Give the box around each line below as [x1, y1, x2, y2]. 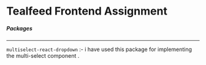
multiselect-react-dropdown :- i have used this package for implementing [6, 46, 192, 53]
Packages [6, 24, 32, 32]
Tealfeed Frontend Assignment [6, 4, 167, 18]
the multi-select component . [6, 52, 80, 60]
